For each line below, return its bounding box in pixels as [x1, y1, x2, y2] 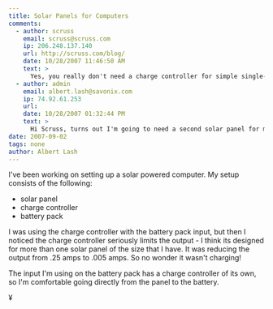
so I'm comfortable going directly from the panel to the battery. [8, 277, 219, 287]
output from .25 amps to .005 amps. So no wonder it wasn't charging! [8, 253, 242, 263]
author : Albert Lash [8, 148, 79, 156]
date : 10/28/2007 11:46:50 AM [23, 58, 126, 66]
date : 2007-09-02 [8, 132, 67, 140]
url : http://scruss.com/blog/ [23, 49, 126, 58]
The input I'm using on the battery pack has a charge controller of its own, [8, 268, 257, 278]
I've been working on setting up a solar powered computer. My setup [8, 170, 240, 179]
